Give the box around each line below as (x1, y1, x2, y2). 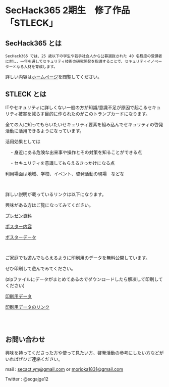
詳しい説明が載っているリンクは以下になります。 (5, 191, 106, 197)
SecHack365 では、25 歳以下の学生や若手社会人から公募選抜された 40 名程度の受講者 (5, 54, 162, 59)
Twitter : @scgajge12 (5, 376, 49, 382)
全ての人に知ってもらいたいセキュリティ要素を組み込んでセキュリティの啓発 (5, 121, 163, 127)
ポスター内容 (5, 223, 32, 229)
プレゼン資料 (5, 213, 32, 219)
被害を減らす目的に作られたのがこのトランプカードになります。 (18, 111, 150, 117)
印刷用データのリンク (5, 304, 49, 310)
